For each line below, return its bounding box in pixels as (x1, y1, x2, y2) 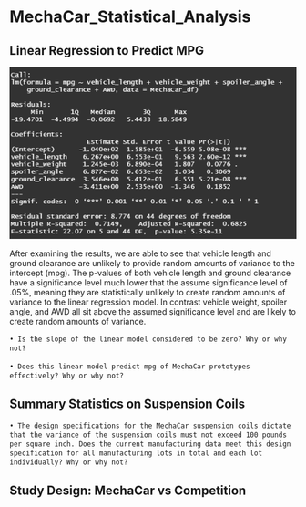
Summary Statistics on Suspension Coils (9, 396, 246, 411)
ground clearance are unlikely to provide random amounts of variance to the (9, 258, 296, 269)
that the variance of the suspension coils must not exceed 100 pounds (9, 430, 287, 440)
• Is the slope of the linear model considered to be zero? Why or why (9, 335, 287, 344)
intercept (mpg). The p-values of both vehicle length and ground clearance (9, 267, 291, 279)
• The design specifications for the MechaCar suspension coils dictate (9, 421, 291, 430)
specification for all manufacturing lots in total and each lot (9, 449, 262, 458)
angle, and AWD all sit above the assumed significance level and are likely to (9, 306, 296, 317)
